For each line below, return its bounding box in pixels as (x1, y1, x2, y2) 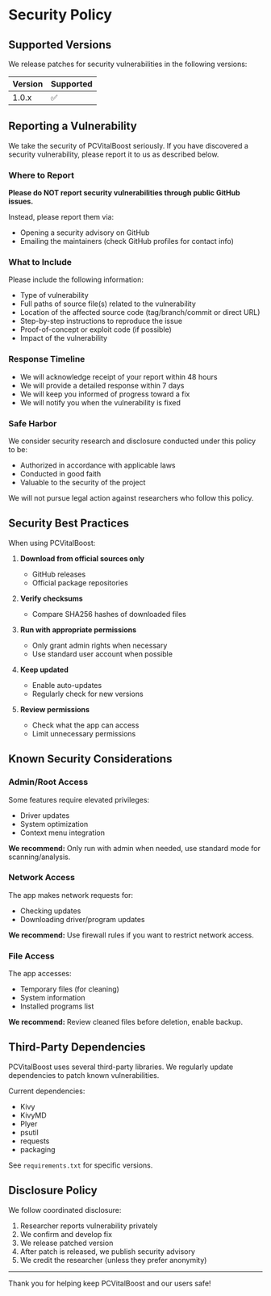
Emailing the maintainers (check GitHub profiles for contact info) (19, 237, 234, 246)
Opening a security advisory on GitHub (19, 228, 150, 237)
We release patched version (19, 1238, 114, 1248)
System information (19, 993, 85, 1003)
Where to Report (8, 170, 75, 181)
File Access (8, 950, 55, 962)
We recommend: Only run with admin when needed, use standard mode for (8, 843, 261, 853)
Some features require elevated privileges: (8, 795, 150, 804)
